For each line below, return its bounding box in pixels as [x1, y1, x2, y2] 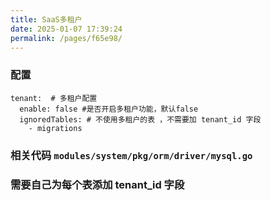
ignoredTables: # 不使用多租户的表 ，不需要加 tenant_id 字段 [19, 114, 262, 125]
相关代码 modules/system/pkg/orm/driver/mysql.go [10, 148, 253, 162]
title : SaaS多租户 [10, 14, 83, 25]
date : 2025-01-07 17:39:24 [10, 24, 123, 34]
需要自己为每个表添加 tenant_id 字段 [10, 177, 185, 191]
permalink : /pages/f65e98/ [10, 33, 123, 43]
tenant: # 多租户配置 [10, 93, 98, 103]
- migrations [28, 123, 83, 133]
